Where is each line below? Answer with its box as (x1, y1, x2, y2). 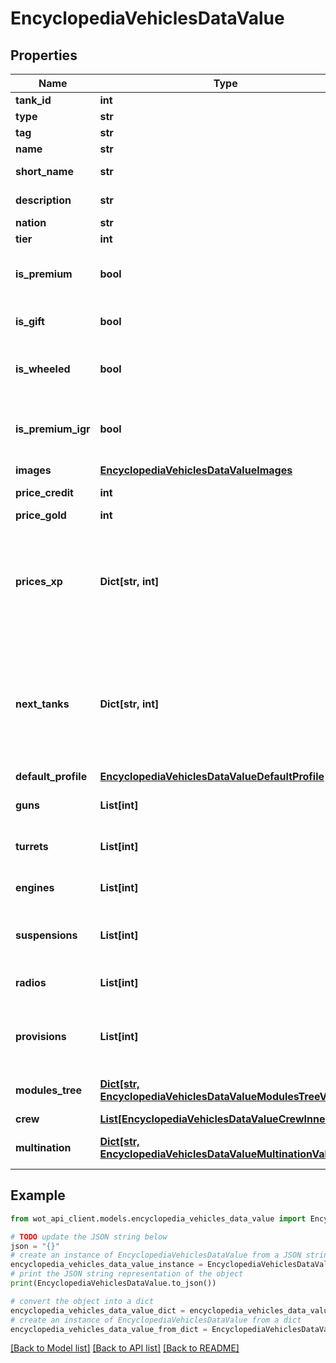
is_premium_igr (15, 422, 91, 436)
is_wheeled (15, 362, 71, 376)
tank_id (15, 93, 52, 107)
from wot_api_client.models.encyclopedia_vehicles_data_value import (10, 1213, 307, 1224)
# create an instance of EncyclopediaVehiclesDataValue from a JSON (10, 1250, 302, 1261)
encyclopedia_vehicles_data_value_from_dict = (10, 1324, 208, 1334)
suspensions (15, 928, 78, 942)
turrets (15, 840, 49, 853)
